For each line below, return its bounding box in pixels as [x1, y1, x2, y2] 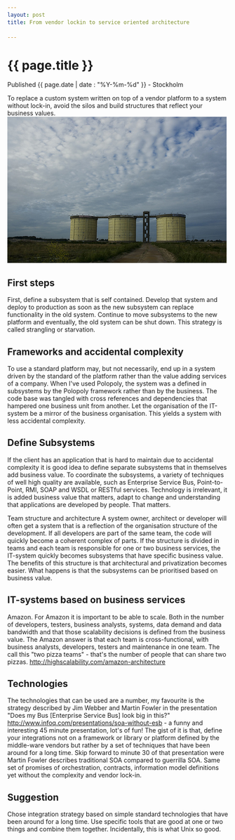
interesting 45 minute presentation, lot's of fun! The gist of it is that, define [7, 726, 222, 735]
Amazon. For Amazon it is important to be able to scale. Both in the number [7, 612, 224, 621]
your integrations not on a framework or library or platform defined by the [7, 734, 220, 742]
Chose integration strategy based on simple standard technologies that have [7, 810, 229, 818]
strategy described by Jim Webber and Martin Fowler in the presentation [7, 704, 217, 712]
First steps [7, 277, 55, 289]
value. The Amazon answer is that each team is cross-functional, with [7, 635, 209, 643]
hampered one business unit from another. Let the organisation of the [7, 401, 208, 410]
